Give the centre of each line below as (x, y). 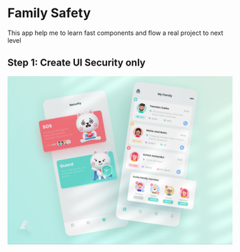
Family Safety (49, 13)
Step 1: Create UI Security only (76, 63)
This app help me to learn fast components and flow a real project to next (115, 33)
